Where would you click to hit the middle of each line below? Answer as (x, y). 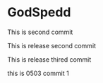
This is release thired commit (49, 59)
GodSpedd (39, 12)
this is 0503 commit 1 (38, 73)
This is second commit (40, 32)
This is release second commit (52, 45)
